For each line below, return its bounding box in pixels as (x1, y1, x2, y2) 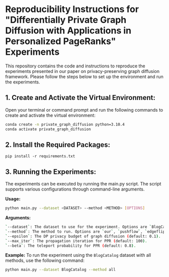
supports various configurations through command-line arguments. (5, 186, 145, 192)
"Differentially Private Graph (5, 14, 127, 26)
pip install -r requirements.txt (5, 154, 75, 159)
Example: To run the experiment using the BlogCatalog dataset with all (5, 252, 151, 258)
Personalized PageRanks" (5, 36, 116, 47)
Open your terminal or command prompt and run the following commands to (5, 107, 163, 113)
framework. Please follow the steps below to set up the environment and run (5, 73, 163, 79)
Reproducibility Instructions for (5, 4, 139, 15)
